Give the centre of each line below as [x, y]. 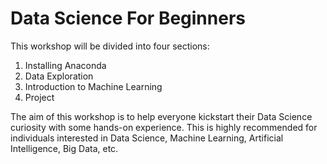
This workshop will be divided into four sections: [110, 46]
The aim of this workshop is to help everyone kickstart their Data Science [161, 116]
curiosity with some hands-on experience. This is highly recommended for [164, 127]
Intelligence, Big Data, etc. [64, 148]
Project [39, 97]
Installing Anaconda [65, 65]
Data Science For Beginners [128, 18]
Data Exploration [59, 76]
